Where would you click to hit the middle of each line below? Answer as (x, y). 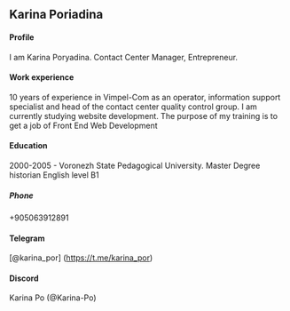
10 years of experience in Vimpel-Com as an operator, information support (145, 97)
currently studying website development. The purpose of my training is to (143, 116)
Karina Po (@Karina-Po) (53, 298)
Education (28, 146)
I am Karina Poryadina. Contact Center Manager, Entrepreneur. (123, 57)
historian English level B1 (54, 175)
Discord (24, 278)
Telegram (27, 238)
